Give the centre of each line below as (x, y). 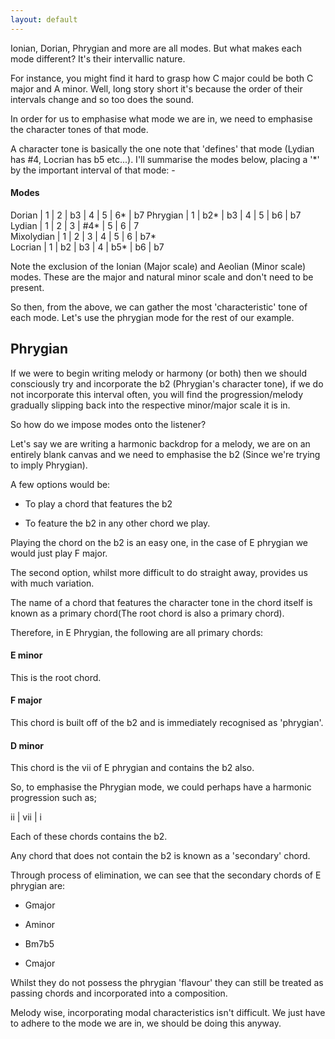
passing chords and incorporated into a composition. (119, 993)
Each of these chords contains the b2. (89, 837)
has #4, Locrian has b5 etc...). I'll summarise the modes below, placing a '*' (165, 159)
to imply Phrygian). (49, 465)
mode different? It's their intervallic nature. (98, 58)
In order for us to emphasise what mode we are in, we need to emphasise (161, 118)
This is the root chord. (56, 677)
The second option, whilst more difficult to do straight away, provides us (159, 572)
